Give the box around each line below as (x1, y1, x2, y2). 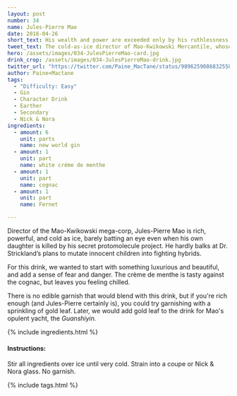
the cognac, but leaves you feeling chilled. (7, 278, 130, 286)
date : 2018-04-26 (7, 30, 59, 37)
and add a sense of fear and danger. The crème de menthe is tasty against (7, 270, 224, 279)
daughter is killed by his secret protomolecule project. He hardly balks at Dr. (7, 242, 228, 250)
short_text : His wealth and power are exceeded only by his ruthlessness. (7, 37, 232, 44)
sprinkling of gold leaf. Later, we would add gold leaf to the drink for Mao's (7, 307, 224, 315)
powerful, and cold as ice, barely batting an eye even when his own (7, 234, 203, 243)
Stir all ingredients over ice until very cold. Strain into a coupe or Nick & (7, 360, 214, 368)
